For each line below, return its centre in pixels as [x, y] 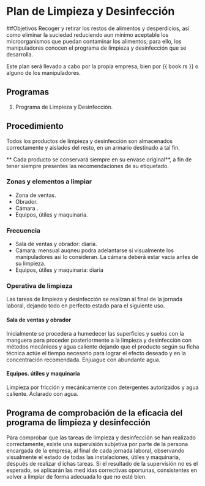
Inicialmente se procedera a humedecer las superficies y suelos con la [95, 333]
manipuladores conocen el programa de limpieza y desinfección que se [96, 48]
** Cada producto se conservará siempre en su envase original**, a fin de [99, 159]
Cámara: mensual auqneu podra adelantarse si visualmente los [95, 250]
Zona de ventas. [35, 195]
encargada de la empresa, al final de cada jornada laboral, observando [95, 450]
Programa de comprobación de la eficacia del [95, 413]
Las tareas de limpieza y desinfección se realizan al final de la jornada [95, 299]
